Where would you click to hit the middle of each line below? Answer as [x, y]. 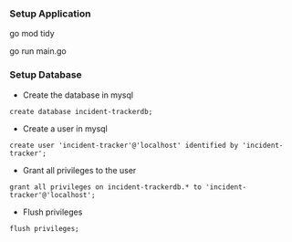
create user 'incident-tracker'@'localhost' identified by [124, 145]
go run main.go [38, 51]
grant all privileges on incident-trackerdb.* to [106, 187]
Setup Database [46, 75]
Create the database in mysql [78, 95]
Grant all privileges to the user [79, 170]
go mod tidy [32, 34]
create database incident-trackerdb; [81, 111]
